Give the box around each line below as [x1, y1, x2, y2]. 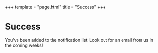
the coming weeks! [5, 42, 43, 48]
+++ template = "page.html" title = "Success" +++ [5, 4, 106, 10]
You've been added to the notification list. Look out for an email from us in [5, 37, 154, 43]
